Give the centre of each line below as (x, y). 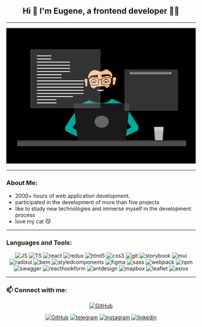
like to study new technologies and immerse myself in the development (103, 209)
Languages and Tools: (39, 243)
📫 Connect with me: (37, 290)
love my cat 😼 (33, 222)
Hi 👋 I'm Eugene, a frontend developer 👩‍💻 (101, 11)
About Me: (22, 182)
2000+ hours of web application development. (72, 196)
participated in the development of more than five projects (87, 202)
